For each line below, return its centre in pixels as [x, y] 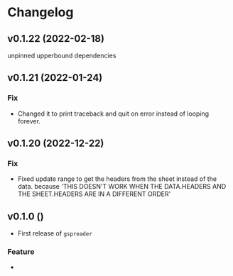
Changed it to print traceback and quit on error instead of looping [113, 114]
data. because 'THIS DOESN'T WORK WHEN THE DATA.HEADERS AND [122, 187]
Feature [21, 252]
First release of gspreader [55, 233]
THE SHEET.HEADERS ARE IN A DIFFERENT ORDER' [94, 194]
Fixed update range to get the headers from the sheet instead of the [117, 179]
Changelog [40, 12]
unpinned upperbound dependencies [62, 55]
